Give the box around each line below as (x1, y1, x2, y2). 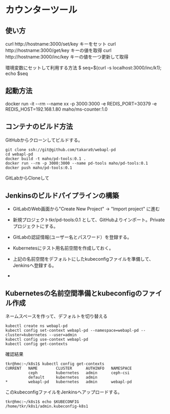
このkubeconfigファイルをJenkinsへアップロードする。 (5, 389, 122, 395)
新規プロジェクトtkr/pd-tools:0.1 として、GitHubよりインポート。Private (12, 217, 165, 223)
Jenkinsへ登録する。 (12, 262, 56, 268)
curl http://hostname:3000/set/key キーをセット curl (5, 41, 116, 47)
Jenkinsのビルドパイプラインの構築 (5, 191, 119, 200)
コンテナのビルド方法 (5, 122, 73, 131)
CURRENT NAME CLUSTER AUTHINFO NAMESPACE (5, 366, 132, 371)
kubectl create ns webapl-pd (5, 323, 68, 329)
